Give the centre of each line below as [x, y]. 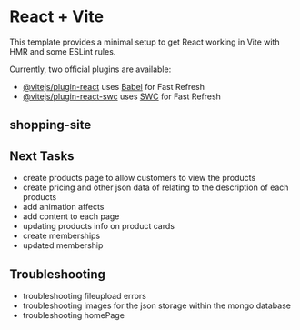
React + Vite [57, 17]
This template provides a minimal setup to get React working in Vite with [145, 42]
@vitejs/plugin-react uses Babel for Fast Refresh [114, 86]
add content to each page [71, 216]
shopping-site [50, 125]
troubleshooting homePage [74, 315]
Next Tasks [42, 156]
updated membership [63, 245]
